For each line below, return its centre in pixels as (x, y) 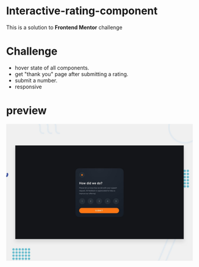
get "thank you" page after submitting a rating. (71, 74)
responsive (28, 87)
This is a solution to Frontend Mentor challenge (64, 27)
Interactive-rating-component (82, 11)
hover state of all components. (52, 68)
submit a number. (36, 80)
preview (27, 111)
